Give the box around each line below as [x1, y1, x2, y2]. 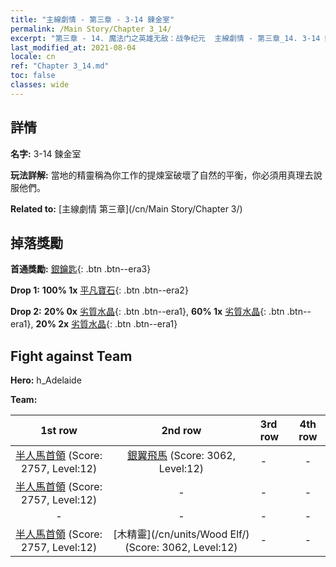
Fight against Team [10, 347, 133, 365]
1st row [40, 424, 78, 438]
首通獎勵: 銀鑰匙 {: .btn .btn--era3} [10, 263, 152, 275]
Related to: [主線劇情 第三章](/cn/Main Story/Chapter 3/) [10, 202, 243, 215]
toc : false [10, 71, 56, 81]
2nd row [161, 424, 202, 438]
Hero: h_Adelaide [10, 374, 82, 386]
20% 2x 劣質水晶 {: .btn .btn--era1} [35, 318, 178, 330]
